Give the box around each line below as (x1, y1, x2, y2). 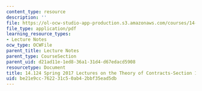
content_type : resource (6, 8, 66, 15)
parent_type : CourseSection (6, 53, 77, 59)
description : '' (6, 14, 47, 20)
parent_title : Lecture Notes (6, 48, 79, 54)
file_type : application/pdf (6, 25, 77, 32)
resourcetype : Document (6, 64, 66, 71)
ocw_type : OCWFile (6, 43, 52, 48)
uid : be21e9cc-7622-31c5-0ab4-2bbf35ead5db (6, 75, 117, 81)
